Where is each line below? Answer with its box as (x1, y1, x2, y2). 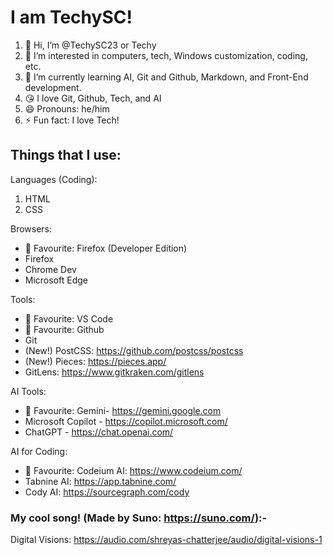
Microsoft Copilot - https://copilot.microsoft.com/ (24, 415, 228, 427)
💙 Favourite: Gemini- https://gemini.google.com (24, 404, 222, 416)
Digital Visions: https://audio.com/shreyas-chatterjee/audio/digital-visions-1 (10, 534, 323, 546)
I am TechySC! (10, 6, 133, 29)
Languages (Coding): (10, 173, 98, 185)
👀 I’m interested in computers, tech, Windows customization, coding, (24, 49, 308, 61)
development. (24, 81, 82, 93)
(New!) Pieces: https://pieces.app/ (24, 355, 167, 367)
